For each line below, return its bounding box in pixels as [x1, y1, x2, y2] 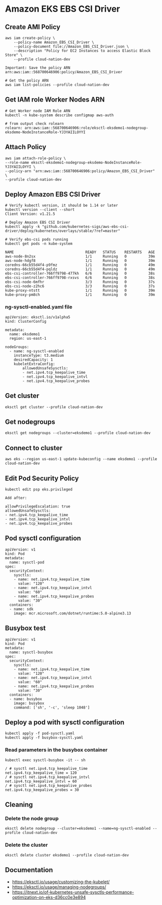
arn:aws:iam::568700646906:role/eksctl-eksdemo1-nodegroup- [24, 125, 149, 130]
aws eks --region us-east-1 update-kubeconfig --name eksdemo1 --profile [5, 457, 158, 462]
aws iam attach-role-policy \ [5, 156, 66, 161]
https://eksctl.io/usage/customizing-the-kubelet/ [12, 879, 110, 885]
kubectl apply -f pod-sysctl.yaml [5, 731, 75, 736]
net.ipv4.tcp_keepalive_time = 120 [5, 770, 77, 775]
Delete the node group [5, 815, 59, 822]
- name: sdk [9, 607, 34, 611]
